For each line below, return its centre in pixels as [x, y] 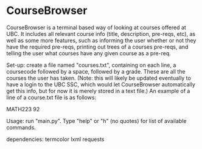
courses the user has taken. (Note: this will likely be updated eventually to [99, 78]
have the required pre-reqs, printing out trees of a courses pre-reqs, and [97, 47]
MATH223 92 [23, 109]
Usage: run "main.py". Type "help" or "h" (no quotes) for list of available [96, 121]
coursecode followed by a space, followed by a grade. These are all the [96, 71]
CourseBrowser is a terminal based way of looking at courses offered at [96, 27]
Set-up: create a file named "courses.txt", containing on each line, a [91, 65]
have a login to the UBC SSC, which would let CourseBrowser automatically [101, 84]
